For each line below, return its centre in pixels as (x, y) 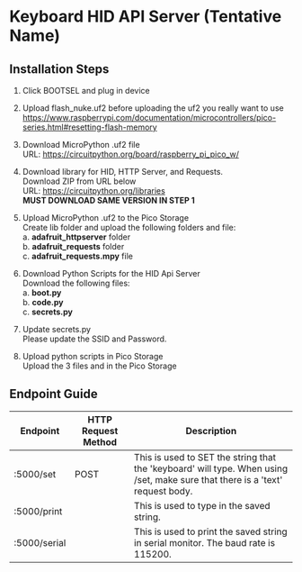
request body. (163, 491)
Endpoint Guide (53, 394)
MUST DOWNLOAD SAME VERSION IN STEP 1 (108, 200)
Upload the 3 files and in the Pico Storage (99, 366)
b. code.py (43, 302)
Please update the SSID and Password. (94, 339)
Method (100, 441)
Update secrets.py (57, 329)
